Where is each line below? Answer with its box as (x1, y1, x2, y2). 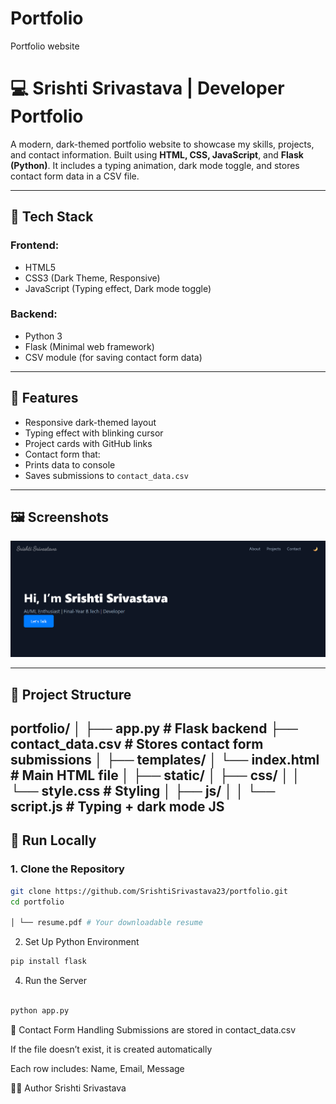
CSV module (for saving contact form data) (24, 351, 203, 363)
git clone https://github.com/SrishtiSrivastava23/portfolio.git (10, 886, 288, 896)
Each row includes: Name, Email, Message (10, 1062, 185, 1074)
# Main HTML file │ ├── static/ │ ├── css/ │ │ (10, 767, 301, 784)
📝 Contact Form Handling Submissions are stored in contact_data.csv (10, 1023, 297, 1036)
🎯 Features (10, 390, 79, 407)
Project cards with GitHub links (24, 437, 153, 449)
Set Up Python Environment (24, 936, 140, 948)
